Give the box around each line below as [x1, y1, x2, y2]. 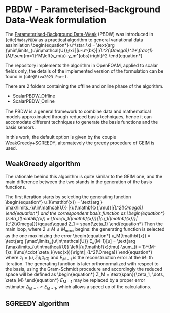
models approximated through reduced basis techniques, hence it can [5, 113, 152, 120]
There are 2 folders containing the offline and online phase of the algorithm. [5, 83, 164, 89]
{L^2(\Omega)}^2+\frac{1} [98, 47, 153, 53]
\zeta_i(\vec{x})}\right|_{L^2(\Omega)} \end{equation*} [38, 249, 153, 255]
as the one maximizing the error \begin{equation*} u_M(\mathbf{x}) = [5, 232, 151, 239]
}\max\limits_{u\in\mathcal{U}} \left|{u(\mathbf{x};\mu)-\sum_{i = [5, 244, 141, 250]
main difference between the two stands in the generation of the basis [5, 179, 152, 185]
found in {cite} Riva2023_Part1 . [5, 73, 69, 79]
